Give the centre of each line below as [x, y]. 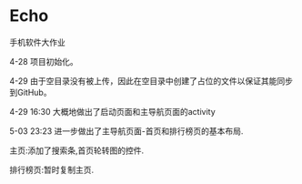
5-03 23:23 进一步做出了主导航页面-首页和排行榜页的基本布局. [126, 131]
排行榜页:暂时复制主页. [52, 169]
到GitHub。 [30, 92]
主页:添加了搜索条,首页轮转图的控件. [77, 150]
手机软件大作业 [37, 42]
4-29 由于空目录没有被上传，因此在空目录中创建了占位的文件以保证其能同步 [151, 81]
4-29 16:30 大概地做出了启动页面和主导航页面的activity [112, 111]
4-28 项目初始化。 [44, 61]
